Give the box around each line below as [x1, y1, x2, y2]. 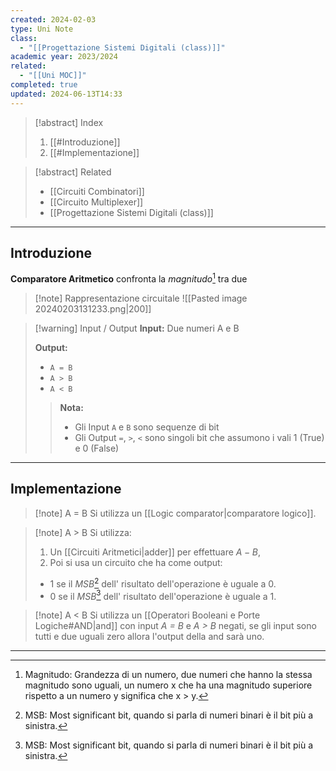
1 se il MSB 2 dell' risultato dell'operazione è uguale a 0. [49, 576, 277, 590]
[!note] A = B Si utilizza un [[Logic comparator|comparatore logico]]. [34, 507, 317, 519]
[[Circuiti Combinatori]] [49, 185, 145, 197]
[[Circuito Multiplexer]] [49, 196, 144, 208]
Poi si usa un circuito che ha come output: [49, 556, 223, 568]
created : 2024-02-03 [10, 14, 97, 25]
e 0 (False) [74, 442, 120, 455]
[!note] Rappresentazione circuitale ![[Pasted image [34, 292, 248, 305]
